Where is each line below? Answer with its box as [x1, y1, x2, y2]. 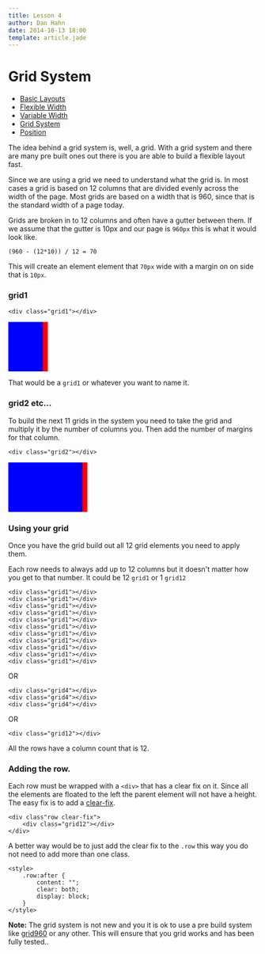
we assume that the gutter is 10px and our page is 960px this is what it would [8, 224, 257, 234]
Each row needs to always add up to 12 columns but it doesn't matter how [8, 564, 249, 574]
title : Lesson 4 [8, 11, 62, 20]
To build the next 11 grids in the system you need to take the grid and [8, 416, 233, 425]
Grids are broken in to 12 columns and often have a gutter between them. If [8, 215, 253, 226]
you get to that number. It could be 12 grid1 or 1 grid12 [8, 573, 187, 583]
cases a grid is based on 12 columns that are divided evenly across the [8, 184, 239, 193]
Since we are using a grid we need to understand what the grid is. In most [8, 175, 249, 184]
